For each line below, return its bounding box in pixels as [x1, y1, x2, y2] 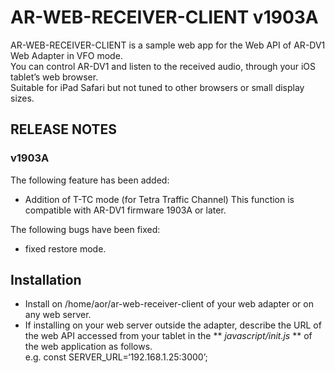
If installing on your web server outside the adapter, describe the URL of [24, 319, 322, 331]
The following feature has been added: [10, 174, 170, 186]
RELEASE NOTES [10, 121, 118, 138]
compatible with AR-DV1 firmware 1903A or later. [24, 204, 227, 216]
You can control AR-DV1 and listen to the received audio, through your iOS [10, 60, 317, 72]
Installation [10, 272, 82, 289]
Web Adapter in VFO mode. [10, 49, 123, 61]
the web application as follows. [24, 341, 153, 353]
